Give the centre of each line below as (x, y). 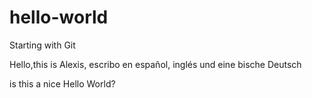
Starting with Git (42, 45)
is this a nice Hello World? (62, 83)
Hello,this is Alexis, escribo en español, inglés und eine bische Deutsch (155, 64)
